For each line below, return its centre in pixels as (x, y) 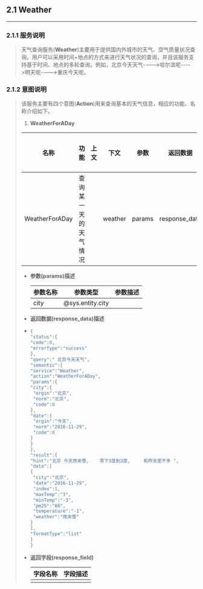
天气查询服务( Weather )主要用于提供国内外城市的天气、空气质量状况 (105, 50)
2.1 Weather (29, 10)
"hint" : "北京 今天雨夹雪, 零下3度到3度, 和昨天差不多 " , (105, 461)
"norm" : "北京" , (51, 399)
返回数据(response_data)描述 (67, 319)
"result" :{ (44, 455)
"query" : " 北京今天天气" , (60, 359)
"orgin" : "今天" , (53, 421)
